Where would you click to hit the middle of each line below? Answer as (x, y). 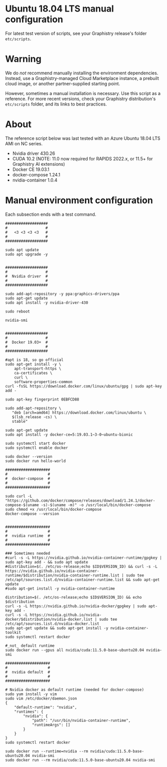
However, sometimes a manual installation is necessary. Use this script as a (83, 93)
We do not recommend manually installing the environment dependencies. (82, 73)
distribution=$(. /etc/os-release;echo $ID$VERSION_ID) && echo (73, 597)
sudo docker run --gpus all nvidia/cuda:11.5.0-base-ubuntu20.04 (74, 650)
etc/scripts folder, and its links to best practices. (56, 104)
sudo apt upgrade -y (27, 254)
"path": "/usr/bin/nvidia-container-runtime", (81, 720)
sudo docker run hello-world (35, 461)
